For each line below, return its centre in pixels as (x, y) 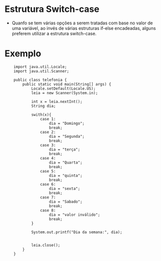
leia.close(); (46, 245)
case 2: (48, 132)
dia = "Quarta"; (66, 163)
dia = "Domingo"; (67, 123)
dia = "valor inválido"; (74, 215)
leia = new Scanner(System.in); (64, 93)
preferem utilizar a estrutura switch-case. (54, 33)
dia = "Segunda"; (67, 136)
